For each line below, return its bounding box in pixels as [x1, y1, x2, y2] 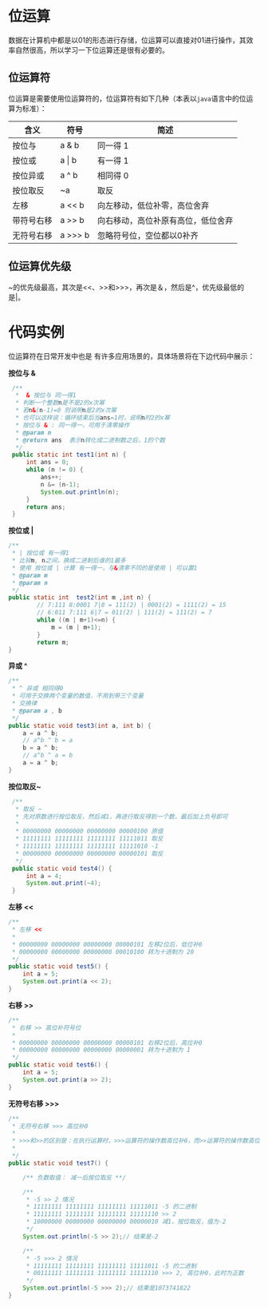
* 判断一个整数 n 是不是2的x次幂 [15, 399, 105, 407]
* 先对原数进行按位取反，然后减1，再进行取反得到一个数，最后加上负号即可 [15, 812, 229, 820]
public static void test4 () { [11, 864, 112, 872]
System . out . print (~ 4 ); [26, 880, 102, 888]
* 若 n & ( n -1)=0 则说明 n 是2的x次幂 [15, 407, 117, 415]
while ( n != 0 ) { [26, 466, 84, 474]
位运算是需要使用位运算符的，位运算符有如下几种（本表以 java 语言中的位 [8, 93, 246, 103]
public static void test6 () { [8, 1061, 109, 1069]
